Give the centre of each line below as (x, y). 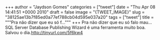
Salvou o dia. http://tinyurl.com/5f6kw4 (44, 33)
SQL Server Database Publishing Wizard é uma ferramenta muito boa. (75, 27)
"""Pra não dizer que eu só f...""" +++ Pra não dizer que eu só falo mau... (79, 22)
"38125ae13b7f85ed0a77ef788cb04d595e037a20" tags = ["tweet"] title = (80, 17)
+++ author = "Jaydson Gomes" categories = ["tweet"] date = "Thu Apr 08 (80, 7)
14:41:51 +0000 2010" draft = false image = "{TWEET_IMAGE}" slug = (75, 12)
